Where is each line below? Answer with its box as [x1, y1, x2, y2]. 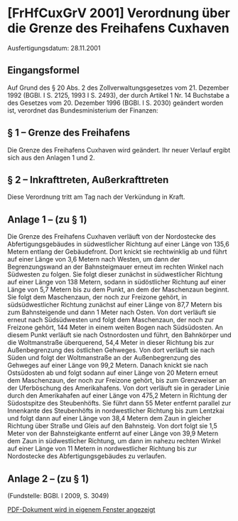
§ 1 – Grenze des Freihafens [7, 127, 131, 139]
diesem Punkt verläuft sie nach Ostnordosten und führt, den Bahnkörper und [7, 331, 232, 339]
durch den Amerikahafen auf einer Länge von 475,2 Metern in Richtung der [7, 391, 227, 400]
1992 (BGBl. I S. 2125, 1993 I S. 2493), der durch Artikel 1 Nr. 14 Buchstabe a [7, 91, 229, 99]
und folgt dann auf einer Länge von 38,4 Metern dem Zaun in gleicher [7, 414, 212, 423]
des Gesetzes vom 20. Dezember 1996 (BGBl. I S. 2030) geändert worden [7, 98, 224, 107]
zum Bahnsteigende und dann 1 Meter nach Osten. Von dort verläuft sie [7, 308, 217, 316]
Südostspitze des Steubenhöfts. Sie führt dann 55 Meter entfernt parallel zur [7, 399, 232, 408]
